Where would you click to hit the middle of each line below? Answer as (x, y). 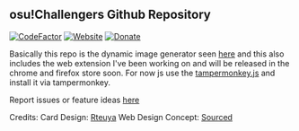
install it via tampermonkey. (60, 82)
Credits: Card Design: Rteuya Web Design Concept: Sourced (121, 117)
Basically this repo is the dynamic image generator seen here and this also (147, 54)
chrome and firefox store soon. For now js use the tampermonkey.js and (142, 73)
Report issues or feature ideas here (75, 100)
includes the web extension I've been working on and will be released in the (149, 63)
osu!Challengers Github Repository (110, 15)
